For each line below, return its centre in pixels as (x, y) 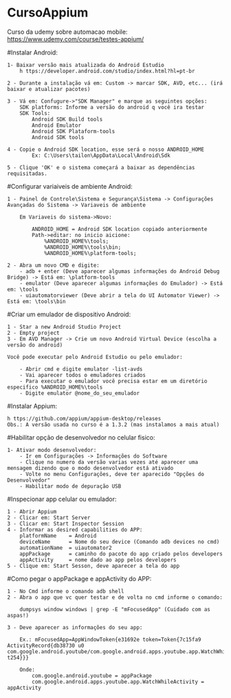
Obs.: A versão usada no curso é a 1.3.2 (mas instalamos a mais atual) (113, 424)
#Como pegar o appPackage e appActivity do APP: (79, 578)
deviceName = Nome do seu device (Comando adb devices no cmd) (120, 542)
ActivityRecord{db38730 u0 (46, 646)
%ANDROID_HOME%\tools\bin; (82, 247)
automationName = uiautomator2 (66, 548)
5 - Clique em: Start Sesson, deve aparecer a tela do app (93, 566)
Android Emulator (56, 125)
